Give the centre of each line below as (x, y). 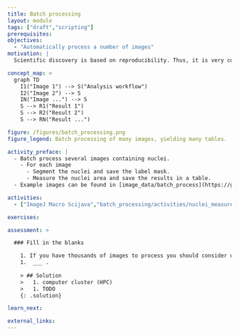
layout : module (30, 21)
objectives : (25, 41)
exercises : (23, 217)
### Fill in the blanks (49, 243)
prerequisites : (30, 34)
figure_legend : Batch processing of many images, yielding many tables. (117, 139)
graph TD (27, 80)
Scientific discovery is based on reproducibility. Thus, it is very (119, 61)
